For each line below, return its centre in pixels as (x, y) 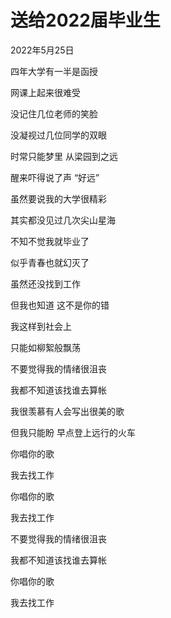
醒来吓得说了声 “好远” (55, 177)
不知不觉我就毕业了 (50, 241)
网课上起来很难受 (45, 92)
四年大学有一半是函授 (54, 71)
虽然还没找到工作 (45, 283)
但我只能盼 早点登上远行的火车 (73, 432)
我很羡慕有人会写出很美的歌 (67, 411)
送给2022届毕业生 (85, 20)
